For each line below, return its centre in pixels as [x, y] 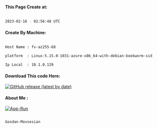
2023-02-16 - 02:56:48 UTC [33, 21]
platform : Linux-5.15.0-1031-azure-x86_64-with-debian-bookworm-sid [79, 56]
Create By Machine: [26, 32]
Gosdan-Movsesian [23, 122]
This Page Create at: [26, 7]
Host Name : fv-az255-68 [30, 47]
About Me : [17, 98]
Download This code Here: [33, 76]
